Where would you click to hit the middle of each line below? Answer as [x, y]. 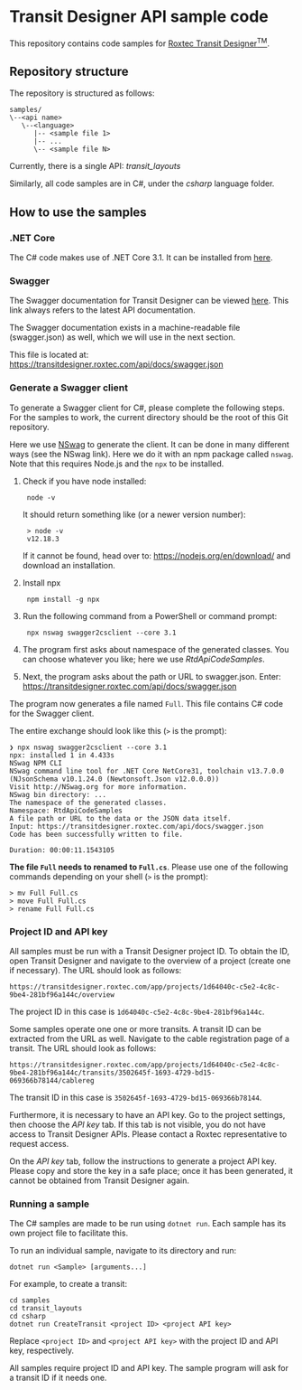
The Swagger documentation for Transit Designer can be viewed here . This [149, 301]
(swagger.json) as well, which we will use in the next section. [123, 337]
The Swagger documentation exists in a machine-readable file [125, 328]
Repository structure [69, 71]
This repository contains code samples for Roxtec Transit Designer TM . [140, 42]
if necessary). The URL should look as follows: [96, 970]
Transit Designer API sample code [139, 17]
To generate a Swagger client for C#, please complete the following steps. [147, 408]
